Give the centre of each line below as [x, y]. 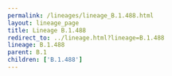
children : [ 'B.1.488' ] [45, 60]
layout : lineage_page [43, 23]
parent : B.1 [27, 52]
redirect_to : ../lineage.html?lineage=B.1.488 [86, 38]
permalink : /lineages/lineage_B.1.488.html [81, 15]
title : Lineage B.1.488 [47, 30]
